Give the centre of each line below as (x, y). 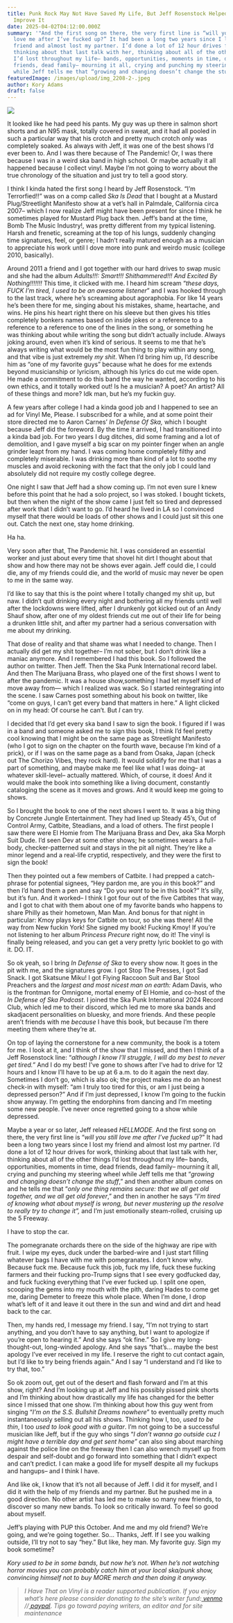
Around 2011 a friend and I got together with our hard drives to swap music (114, 268)
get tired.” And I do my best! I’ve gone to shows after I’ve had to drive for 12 (115, 1065)
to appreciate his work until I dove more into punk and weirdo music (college (116, 248)
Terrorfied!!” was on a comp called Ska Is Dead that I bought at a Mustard (113, 196)
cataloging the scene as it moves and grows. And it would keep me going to (115, 790)
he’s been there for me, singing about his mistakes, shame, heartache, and (114, 305)
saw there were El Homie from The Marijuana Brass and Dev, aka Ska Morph (116, 833)
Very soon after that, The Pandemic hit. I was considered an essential (106, 551)
